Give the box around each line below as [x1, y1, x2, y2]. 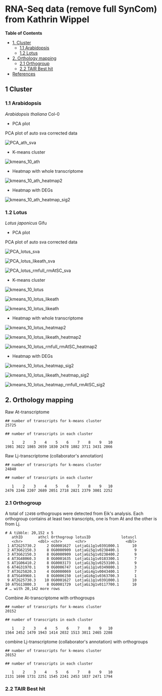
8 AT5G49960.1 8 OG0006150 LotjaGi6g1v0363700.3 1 [7, 573, 137, 579]
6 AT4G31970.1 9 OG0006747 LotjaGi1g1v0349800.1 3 [7, 565, 137, 570]
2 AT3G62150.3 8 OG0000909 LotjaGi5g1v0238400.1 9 [7, 548, 137, 553]
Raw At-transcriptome [5, 409, 50, 415]
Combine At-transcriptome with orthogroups [5, 595, 95, 601]
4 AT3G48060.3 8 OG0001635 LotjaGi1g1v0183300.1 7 [7, 556, 137, 562]
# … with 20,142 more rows [5, 587, 60, 591]
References [12, 71, 36, 77]
